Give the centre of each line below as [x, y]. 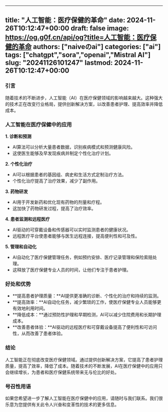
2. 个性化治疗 [19, 164]
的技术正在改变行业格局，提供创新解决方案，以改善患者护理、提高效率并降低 [84, 104]
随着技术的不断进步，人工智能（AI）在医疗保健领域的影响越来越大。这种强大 [84, 98]
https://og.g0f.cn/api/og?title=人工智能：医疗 [77, 37]
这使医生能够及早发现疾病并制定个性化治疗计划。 [63, 153]
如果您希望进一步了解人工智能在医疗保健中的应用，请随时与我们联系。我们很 [84, 398]
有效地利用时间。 [30, 308]
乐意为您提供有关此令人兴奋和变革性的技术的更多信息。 [62, 404]
